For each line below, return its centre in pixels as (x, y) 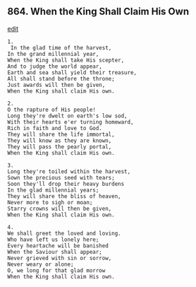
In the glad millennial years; (53, 190)
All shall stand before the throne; (61, 78)
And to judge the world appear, (55, 66)
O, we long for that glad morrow (56, 270)
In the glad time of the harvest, (61, 48)
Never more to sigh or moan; (50, 202)
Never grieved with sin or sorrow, (60, 258)
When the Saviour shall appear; (55, 252)
